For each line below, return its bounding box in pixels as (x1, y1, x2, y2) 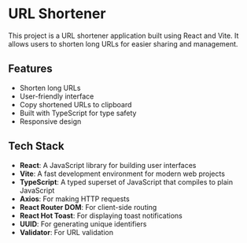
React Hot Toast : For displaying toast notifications (19, 211, 182, 220)
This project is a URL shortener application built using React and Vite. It (8, 31, 239, 40)
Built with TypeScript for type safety (19, 108, 137, 118)
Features (8, 62, 53, 76)
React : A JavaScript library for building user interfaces (19, 160, 197, 170)
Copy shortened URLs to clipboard (19, 99, 132, 109)
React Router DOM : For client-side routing (19, 202, 157, 211)
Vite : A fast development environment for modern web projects (19, 169, 226, 178)
